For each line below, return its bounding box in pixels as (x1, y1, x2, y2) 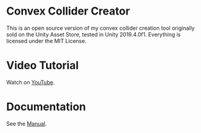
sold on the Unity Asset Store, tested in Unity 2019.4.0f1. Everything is (6, 30, 181, 38)
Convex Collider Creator (6, 4, 130, 18)
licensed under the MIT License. (6, 37, 87, 44)
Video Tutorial (6, 59, 79, 72)
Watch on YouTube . (6, 78, 55, 86)
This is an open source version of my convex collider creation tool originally (6, 24, 195, 32)
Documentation (6, 100, 87, 114)
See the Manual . (6, 120, 47, 127)
